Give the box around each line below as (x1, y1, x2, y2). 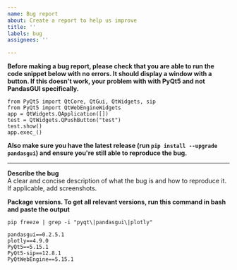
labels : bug (7, 30, 42, 37)
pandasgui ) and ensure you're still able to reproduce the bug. (7, 149, 188, 157)
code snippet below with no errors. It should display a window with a (7, 70, 212, 78)
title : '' (7, 23, 37, 30)
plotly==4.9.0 (7, 238, 49, 245)
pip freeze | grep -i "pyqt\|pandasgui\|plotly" (7, 219, 153, 226)
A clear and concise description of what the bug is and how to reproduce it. (7, 177, 227, 185)
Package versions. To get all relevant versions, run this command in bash (7, 198, 226, 207)
